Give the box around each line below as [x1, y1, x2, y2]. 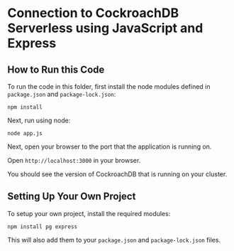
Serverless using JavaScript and [7, 20, 204, 36]
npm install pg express [7, 223, 78, 230]
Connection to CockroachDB [7, 5, 179, 21]
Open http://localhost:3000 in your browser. [7, 156, 141, 164]
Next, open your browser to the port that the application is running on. [7, 142, 212, 151]
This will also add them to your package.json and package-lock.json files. [7, 235, 221, 244]
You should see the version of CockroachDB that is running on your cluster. [7, 170, 228, 178]
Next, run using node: [7, 116, 71, 124]
